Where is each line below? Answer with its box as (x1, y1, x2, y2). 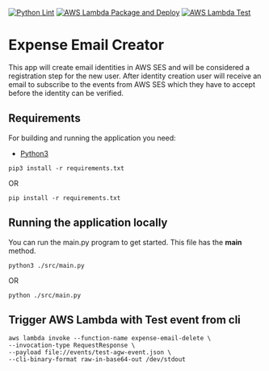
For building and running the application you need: (8, 133, 176, 143)
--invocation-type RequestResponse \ (8, 341, 136, 350)
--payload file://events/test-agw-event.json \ (8, 348, 172, 356)
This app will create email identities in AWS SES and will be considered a (8, 62, 250, 72)
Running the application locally (8, 216, 168, 230)
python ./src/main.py (8, 291, 82, 299)
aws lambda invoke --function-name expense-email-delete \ (8, 335, 212, 343)
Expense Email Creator (8, 36, 164, 54)
